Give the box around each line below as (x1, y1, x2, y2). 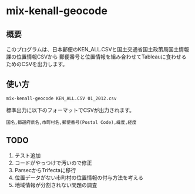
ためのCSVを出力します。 (6, 61, 68, 67)
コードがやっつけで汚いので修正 (14, 159, 92, 166)
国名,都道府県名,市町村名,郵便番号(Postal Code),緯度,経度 (6, 119, 137, 125)
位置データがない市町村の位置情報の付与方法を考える (14, 174, 144, 181)
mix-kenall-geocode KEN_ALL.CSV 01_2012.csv (6, 96, 117, 101)
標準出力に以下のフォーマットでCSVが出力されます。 (6, 106, 135, 113)
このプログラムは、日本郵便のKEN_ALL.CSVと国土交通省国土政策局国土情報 (6, 46, 190, 52)
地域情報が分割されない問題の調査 (14, 181, 97, 188)
